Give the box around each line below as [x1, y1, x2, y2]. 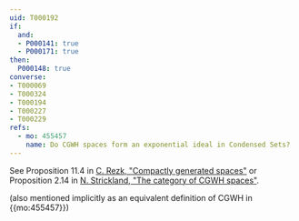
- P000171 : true [17, 47, 79, 56]
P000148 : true [17, 65, 71, 74]
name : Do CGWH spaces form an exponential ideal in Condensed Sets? [25, 140, 291, 149]
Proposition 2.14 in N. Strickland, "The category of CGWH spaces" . [9, 175, 260, 186]
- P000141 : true [17, 38, 79, 48]
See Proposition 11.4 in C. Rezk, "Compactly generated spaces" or [9, 165, 257, 176]
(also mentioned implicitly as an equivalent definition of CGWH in [9, 192, 253, 203]
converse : [9, 73, 47, 82]
